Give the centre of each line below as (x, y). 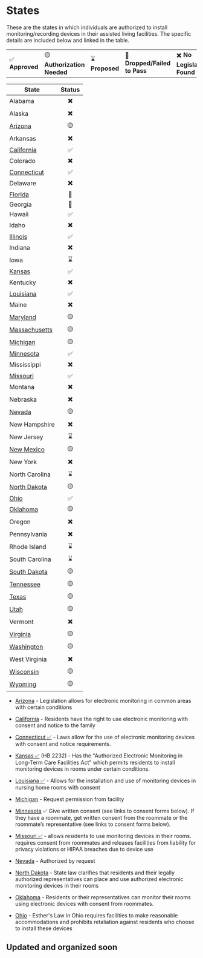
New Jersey (26, 437)
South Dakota (29, 572)
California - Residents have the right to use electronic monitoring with (101, 719)
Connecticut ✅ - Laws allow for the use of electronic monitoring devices (105, 737)
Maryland (23, 318)
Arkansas (23, 139)
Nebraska (23, 399)
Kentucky (23, 282)
